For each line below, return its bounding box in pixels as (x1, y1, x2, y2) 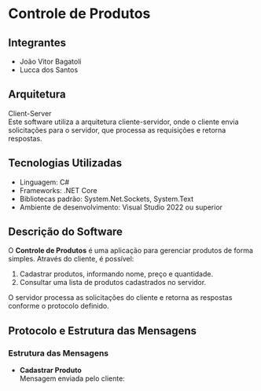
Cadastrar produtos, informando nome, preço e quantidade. (19, 269, 214, 279)
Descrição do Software (8, 225, 123, 239)
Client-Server (8, 108, 52, 118)
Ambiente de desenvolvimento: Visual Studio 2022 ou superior (19, 202, 222, 212)
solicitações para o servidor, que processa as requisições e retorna (8, 125, 226, 134)
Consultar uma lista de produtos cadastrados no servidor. (19, 278, 207, 287)
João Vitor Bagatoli (19, 57, 82, 66)
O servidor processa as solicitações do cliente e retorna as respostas (8, 293, 233, 302)
